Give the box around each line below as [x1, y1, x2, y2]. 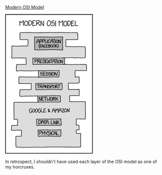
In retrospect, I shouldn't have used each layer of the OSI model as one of [5, 158, 157, 164]
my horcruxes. [5, 164, 35, 169]
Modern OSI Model [5, 4, 44, 10]
